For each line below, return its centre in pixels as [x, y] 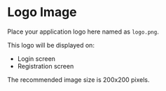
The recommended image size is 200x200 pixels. [78, 79]
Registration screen [46, 66]
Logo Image [42, 12]
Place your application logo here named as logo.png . [83, 31]
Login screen [36, 58]
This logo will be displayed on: [51, 45]
